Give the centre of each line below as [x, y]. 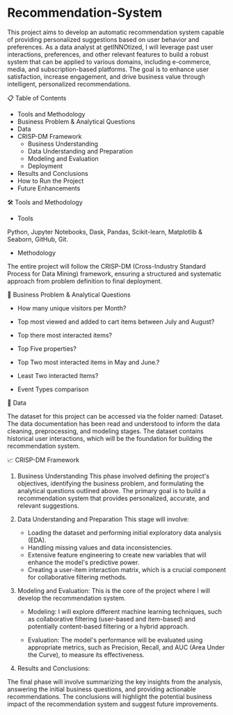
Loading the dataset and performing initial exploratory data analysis [124, 532]
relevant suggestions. [48, 505]
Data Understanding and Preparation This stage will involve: [103, 519]
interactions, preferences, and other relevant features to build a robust [108, 54]
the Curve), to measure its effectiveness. [86, 654]
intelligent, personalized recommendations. [69, 84]
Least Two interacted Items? [58, 375]
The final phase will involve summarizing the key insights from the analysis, [115, 682]
